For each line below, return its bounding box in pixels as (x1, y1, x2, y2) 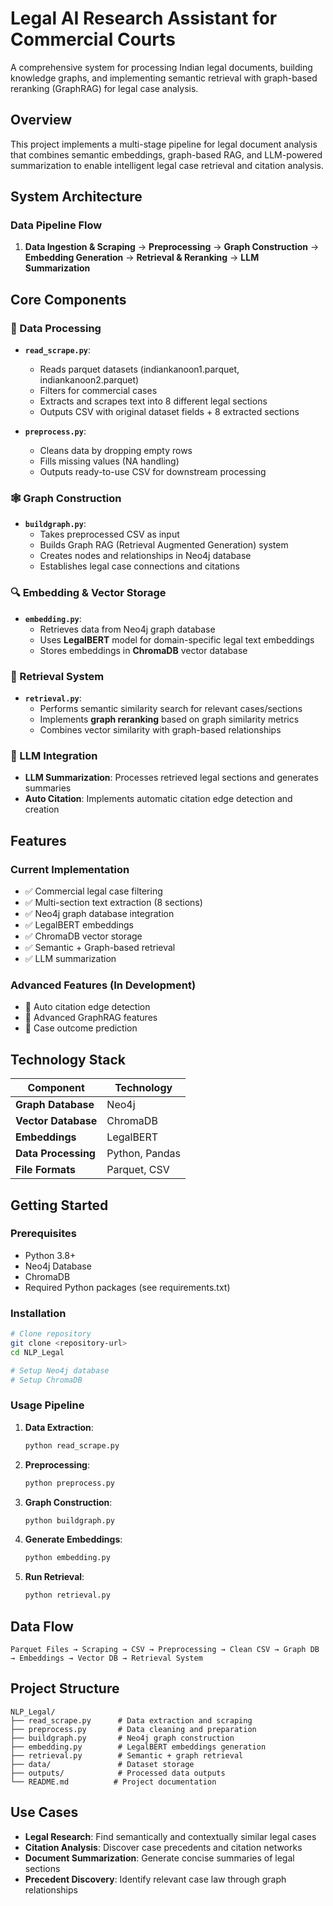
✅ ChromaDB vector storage (24, 930, 143, 942)
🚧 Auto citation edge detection (24, 1001, 151, 1013)
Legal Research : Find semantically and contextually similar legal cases (24, 1830, 317, 1842)
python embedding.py (24, 1553, 111, 1563)
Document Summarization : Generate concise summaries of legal (24, 1852, 295, 1864)
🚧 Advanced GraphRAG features (24, 1012, 158, 1024)
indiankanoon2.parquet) (39, 374, 140, 386)
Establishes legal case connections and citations (39, 560, 240, 572)
